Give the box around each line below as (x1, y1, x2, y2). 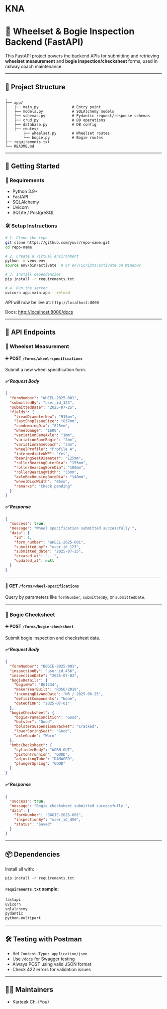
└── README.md (5, 144, 35, 149)
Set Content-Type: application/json (12, 950, 88, 956)
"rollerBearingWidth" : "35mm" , (14, 470, 79, 475)
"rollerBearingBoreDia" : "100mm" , (14, 465, 85, 470)
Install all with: (5, 866, 34, 872)
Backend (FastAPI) (5, 36, 83, 48)
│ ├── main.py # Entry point (5, 104, 101, 110)
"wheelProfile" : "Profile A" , (14, 447, 77, 452)
